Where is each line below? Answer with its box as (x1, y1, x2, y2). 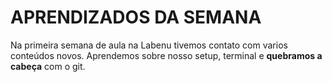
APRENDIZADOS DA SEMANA (10, 6, 262, 29)
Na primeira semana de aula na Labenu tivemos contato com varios (10, 39, 288, 51)
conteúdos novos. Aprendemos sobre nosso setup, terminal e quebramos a (10, 49, 323, 61)
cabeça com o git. (10, 60, 86, 72)
